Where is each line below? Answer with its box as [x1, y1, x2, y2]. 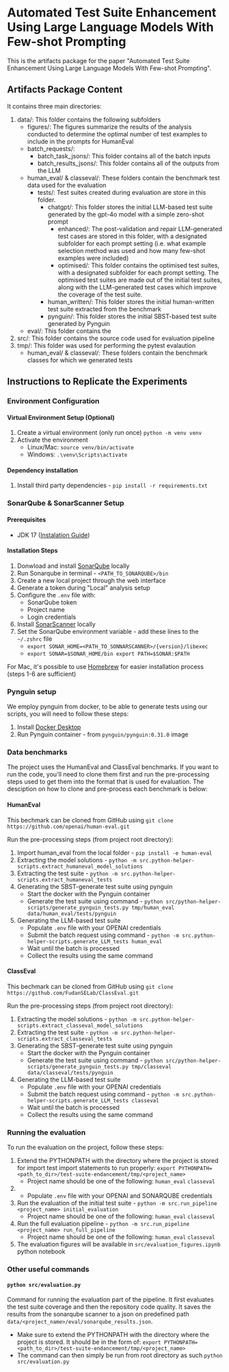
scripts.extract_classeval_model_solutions [16, 1022, 144, 1029]
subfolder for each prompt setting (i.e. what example [57, 239, 206, 248]
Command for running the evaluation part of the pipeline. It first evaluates [7, 1295, 214, 1304]
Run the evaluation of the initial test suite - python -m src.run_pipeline [16, 1199, 217, 1207]
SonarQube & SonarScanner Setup [7, 499, 124, 508]
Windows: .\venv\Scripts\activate [27, 451, 128, 459]
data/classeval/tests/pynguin [27, 1069, 114, 1076]
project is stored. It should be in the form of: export [16, 1338, 161, 1346]
